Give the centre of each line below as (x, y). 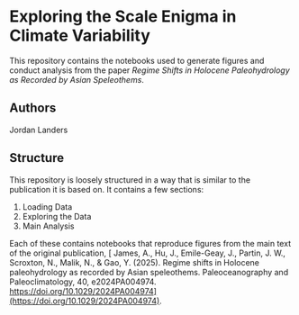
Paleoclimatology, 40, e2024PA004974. (83, 282)
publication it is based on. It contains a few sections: (107, 189)
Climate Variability (80, 36)
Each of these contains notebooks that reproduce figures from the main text (150, 243)
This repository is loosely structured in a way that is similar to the (130, 180)
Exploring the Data (57, 216)
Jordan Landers (39, 130)
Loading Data (47, 207)
